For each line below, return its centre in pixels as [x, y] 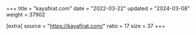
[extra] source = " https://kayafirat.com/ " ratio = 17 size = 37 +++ [86, 26]
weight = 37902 [26, 15]
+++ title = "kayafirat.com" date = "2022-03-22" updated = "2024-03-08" [98, 8]
